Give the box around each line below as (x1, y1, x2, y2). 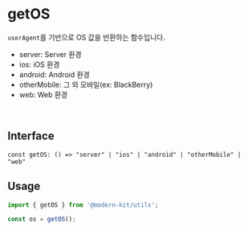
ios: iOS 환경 (18, 60, 60, 69)
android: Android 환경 (18, 69, 90, 79)
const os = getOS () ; (7, 215, 77, 224)
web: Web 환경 (18, 89, 68, 99)
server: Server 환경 (18, 49, 82, 59)
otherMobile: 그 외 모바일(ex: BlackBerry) (18, 80, 153, 89)
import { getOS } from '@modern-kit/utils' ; (7, 200, 159, 209)
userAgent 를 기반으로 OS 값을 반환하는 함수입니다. (7, 32, 165, 42)
